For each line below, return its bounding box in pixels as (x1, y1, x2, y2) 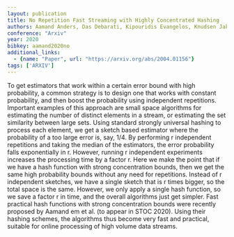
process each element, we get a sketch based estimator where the (7, 125, 198, 134)
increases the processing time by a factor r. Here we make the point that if (7, 155, 220, 164)
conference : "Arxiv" (7, 29, 68, 37)
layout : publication (7, 10, 68, 17)
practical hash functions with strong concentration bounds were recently (7, 199, 217, 208)
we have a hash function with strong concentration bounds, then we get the (7, 162, 225, 171)
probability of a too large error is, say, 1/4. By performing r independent (7, 133, 212, 142)
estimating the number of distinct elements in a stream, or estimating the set (7, 111, 226, 119)
